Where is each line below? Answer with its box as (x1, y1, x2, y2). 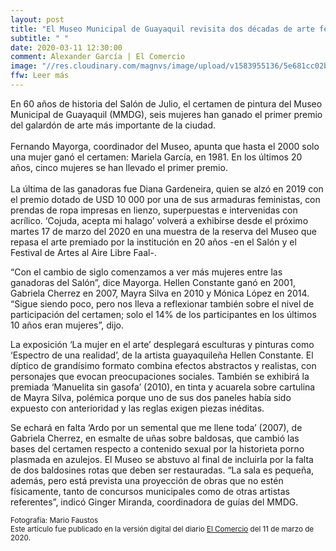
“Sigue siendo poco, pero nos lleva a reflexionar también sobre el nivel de (10, 297, 315, 310)
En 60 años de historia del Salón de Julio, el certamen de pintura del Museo (10, 97, 323, 110)
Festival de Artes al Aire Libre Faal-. (10, 246, 157, 258)
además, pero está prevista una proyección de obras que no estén (10, 474, 284, 486)
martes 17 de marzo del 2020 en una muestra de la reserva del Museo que (10, 225, 317, 237)
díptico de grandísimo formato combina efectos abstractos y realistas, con (10, 359, 317, 371)
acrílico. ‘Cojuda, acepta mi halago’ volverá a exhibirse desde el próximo (10, 214, 309, 226)
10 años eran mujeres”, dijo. (10, 319, 125, 331)
